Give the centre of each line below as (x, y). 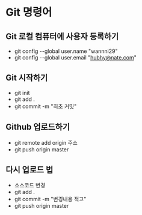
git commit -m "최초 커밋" (45, 106)
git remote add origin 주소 (46, 142)
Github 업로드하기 (38, 127)
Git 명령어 (29, 12)
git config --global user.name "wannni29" (66, 51)
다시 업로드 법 (29, 170)
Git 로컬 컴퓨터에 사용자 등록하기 (62, 36)
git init (22, 92)
